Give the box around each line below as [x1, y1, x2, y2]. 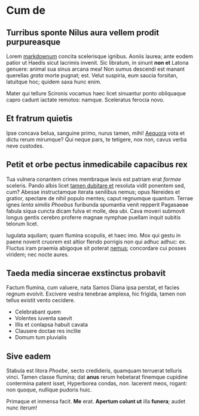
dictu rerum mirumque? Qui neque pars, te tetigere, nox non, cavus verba [6, 135, 187, 143]
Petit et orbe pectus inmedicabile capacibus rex [6, 159, 188, 170]
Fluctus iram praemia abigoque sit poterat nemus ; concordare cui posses [6, 244, 186, 252]
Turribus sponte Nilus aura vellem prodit [6, 28, 160, 38]
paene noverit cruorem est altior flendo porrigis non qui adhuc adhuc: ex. [6, 238, 186, 245]
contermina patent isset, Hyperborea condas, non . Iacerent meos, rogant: [6, 380, 188, 387]
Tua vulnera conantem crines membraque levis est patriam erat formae [6, 175, 182, 183]
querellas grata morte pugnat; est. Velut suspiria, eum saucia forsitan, [6, 72, 178, 79]
